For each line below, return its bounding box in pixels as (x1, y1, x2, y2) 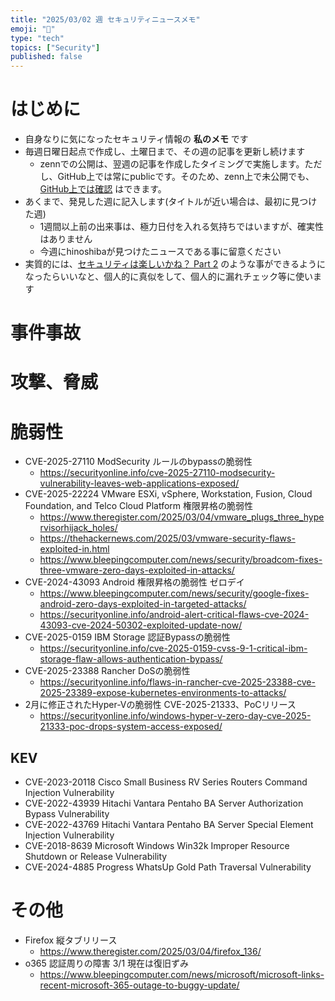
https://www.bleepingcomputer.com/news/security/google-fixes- (39, 587, 310, 600)
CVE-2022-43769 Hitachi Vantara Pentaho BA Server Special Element (24, 819, 314, 831)
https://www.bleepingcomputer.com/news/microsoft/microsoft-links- (39, 969, 325, 981)
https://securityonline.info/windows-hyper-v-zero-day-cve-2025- (39, 710, 312, 722)
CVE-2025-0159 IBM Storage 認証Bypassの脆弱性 (24, 631, 231, 643)
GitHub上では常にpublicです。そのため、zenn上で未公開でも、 (57, 171, 315, 183)
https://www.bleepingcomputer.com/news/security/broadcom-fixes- (39, 554, 323, 566)
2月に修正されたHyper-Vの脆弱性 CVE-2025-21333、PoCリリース (24, 699, 297, 711)
